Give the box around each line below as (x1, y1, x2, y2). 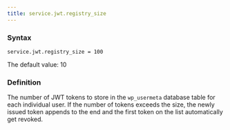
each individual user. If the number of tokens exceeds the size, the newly (7, 100, 215, 109)
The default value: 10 (7, 60, 67, 69)
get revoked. (7, 115, 44, 124)
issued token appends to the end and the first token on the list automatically (7, 108, 223, 116)
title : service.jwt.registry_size (7, 10, 107, 17)
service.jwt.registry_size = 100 (7, 48, 104, 55)
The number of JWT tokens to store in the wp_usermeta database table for (7, 94, 215, 102)
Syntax (7, 32, 32, 42)
